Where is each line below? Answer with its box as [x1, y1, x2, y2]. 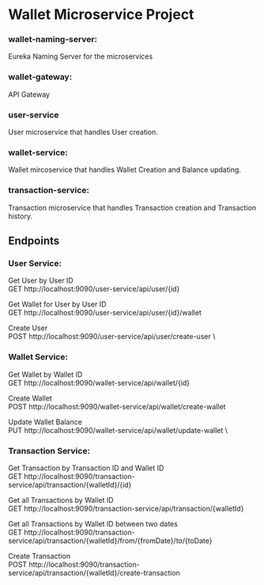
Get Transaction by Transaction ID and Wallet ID [8, 463, 164, 473]
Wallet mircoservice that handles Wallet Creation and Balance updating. [8, 165, 241, 175]
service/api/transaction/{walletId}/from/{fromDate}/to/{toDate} [8, 536, 213, 545]
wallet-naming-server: [8, 34, 97, 45]
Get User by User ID [8, 275, 74, 286]
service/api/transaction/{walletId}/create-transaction [8, 568, 180, 577]
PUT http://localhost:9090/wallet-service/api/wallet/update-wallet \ [8, 425, 228, 435]
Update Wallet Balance [8, 417, 83, 427]
